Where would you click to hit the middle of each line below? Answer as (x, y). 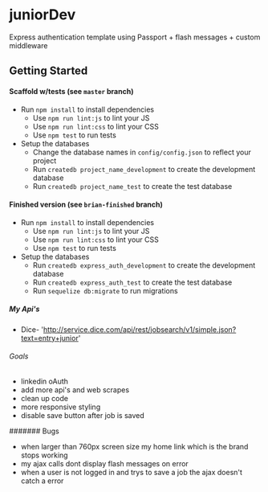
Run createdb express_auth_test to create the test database (132, 282)
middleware (28, 45)
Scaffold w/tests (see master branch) (71, 91)
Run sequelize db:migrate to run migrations (106, 290)
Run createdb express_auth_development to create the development (144, 265)
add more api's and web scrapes (75, 389)
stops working (44, 455)
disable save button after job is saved (83, 415)
